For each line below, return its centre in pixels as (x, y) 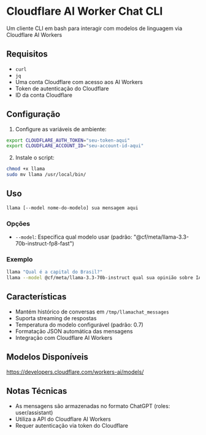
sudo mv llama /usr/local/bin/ (46, 175)
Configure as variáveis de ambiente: (61, 129)
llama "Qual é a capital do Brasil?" (55, 272)
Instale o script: (35, 158)
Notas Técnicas (37, 391)
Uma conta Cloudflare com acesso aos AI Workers (79, 82)
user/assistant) (34, 412)
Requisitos (27, 54)
